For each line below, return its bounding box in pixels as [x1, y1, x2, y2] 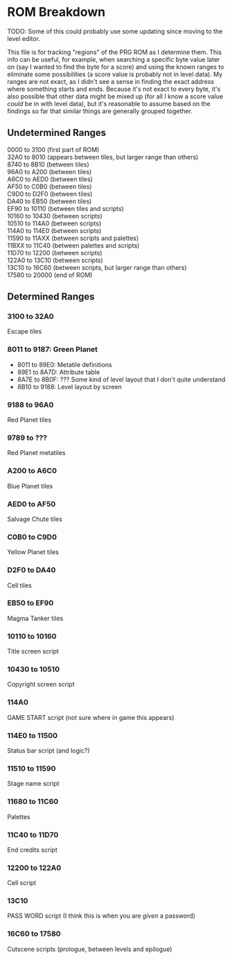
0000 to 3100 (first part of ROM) [7, 145, 100, 153]
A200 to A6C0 [7, 466, 57, 476]
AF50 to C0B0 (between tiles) [7, 182, 92, 191]
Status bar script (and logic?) [7, 746, 90, 755]
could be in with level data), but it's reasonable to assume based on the [7, 99, 211, 108]
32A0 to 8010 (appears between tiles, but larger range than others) [7, 153, 199, 161]
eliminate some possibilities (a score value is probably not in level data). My [7, 70, 223, 78]
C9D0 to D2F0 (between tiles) [7, 189, 93, 198]
